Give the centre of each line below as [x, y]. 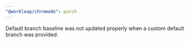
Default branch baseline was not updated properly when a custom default [95, 28]
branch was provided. [32, 34]
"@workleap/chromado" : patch [41, 11]
